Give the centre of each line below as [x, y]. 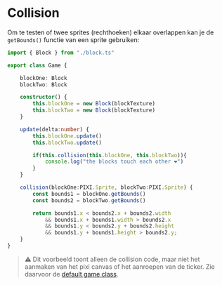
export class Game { [38, 65]
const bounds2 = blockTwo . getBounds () [89, 200]
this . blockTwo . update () [67, 142]
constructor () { [44, 97]
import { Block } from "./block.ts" [61, 53]
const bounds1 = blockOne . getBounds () [89, 194]
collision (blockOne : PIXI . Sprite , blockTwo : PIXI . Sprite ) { [106, 187]
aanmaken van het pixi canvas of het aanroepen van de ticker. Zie [120, 266]
